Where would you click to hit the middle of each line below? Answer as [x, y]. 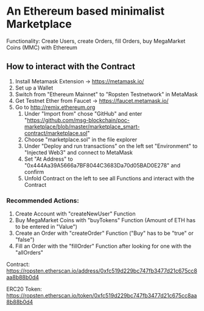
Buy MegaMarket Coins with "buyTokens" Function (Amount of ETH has [105, 220]
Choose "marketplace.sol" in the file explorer [81, 139]
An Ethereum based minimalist [86, 11]
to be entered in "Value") [46, 227]
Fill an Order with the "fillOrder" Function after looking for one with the [103, 246]
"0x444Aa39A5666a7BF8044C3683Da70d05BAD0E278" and [102, 165]
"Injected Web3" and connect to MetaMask [78, 152]
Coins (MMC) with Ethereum [42, 47]
